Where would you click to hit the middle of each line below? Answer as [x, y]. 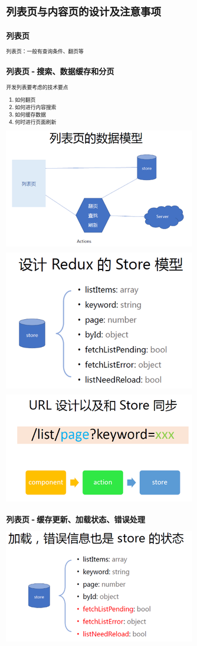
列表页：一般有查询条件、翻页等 [45, 51]
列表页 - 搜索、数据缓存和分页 [60, 72]
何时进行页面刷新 [35, 121]
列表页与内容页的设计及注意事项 [84, 12]
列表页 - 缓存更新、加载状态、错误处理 [76, 520]
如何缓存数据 [30, 114]
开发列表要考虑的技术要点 [37, 87]
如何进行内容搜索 [35, 107]
